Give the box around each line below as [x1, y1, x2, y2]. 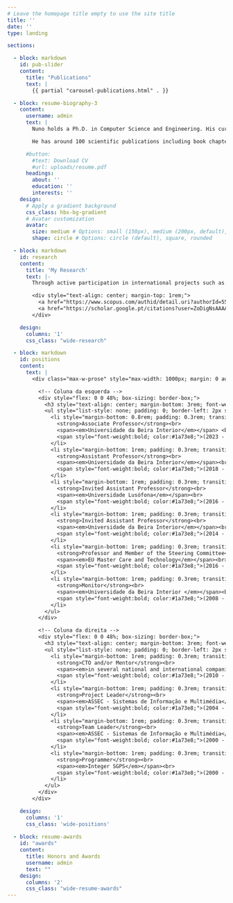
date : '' [7, 23, 33, 30]
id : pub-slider [19, 61, 64, 68]
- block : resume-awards [13, 833, 82, 840]
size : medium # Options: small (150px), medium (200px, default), [32, 228, 228, 235]
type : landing [7, 29, 49, 37]
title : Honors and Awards [25, 853, 101, 860]
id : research [19, 253, 58, 261]
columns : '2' [25, 879, 64, 886]
